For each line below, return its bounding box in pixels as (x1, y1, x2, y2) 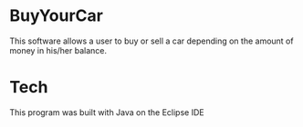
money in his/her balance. (9, 44, 108, 55)
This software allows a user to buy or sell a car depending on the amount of (9, 35, 294, 46)
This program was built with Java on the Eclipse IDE (9, 106, 204, 118)
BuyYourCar (9, 5, 103, 26)
